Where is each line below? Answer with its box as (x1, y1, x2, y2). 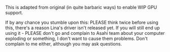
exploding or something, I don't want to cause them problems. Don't (5, 35, 148, 41)
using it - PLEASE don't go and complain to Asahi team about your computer (5, 30, 165, 36)
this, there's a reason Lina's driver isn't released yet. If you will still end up (5, 25, 160, 31)
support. (5, 10, 23, 16)
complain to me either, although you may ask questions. (5, 41, 122, 47)
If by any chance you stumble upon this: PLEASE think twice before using (5, 20, 159, 25)
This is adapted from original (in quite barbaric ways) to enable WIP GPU (5, 5, 157, 10)
